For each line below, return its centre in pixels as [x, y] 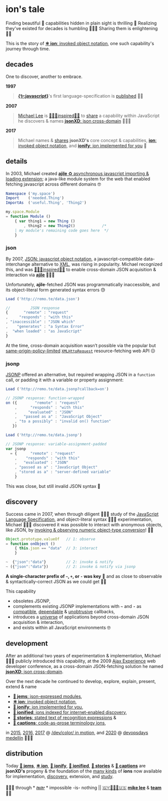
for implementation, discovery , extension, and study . [60, 776]
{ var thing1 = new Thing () [45, 221]
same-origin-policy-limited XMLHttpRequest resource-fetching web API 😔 [80, 351]
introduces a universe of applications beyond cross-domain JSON [81, 617]
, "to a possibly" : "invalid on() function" [63, 421]
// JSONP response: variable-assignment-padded [56, 444]
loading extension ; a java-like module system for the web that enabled [78, 179]
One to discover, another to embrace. [44, 77]
